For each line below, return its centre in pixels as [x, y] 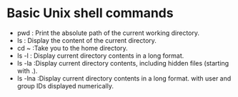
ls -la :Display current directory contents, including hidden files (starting [123, 63]
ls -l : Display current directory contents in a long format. [100, 56]
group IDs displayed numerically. [65, 86]
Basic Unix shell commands [90, 13]
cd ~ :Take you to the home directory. [72, 48]
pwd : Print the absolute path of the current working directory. [108, 33]
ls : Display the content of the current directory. [86, 40]
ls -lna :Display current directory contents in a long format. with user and [124, 78]
